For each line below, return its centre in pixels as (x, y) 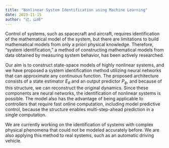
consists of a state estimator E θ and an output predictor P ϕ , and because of (84, 82)
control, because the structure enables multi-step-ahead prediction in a (79, 109)
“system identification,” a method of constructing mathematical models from (84, 50)
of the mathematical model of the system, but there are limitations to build (82, 39)
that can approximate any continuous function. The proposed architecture (82, 76)
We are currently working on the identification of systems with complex (79, 125)
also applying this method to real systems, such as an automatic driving (80, 135)
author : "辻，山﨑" (24, 19)
